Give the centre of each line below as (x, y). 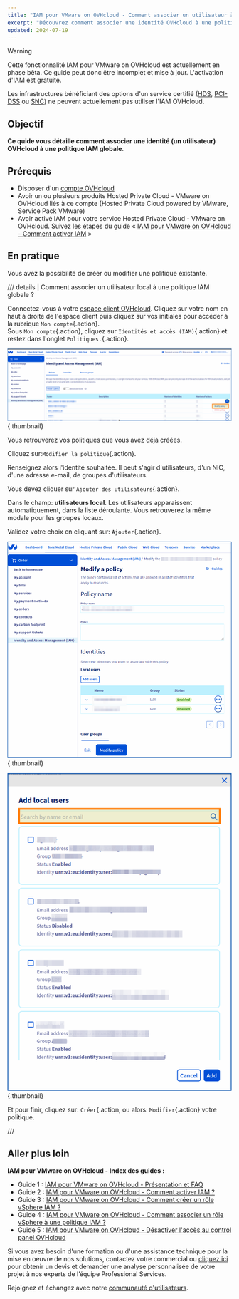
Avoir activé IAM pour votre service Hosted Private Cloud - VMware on (121, 218)
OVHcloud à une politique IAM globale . (66, 149)
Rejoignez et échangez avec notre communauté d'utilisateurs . (98, 1288)
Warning (20, 51)
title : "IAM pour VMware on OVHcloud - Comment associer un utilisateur (117, 15)
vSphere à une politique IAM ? (62, 1223)
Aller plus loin (38, 1153)
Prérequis (30, 171)
